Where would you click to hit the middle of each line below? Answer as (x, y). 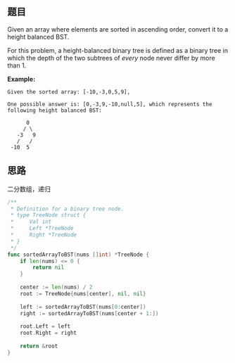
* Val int (31, 222)
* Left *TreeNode (42, 229)
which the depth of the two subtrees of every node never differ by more (112, 58)
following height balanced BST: (55, 110)
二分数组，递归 (29, 189)
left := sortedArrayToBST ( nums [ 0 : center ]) (83, 307)
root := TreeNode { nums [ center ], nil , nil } (83, 293)
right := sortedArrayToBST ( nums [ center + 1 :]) (89, 313)
